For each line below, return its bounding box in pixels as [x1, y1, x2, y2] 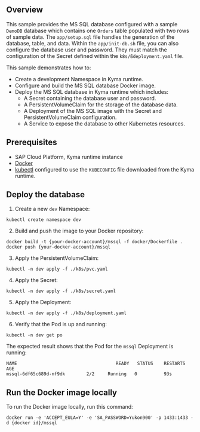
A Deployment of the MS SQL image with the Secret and [23, 107, 162, 114]
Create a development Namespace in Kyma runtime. [14, 75, 143, 82]
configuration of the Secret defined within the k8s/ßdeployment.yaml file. [6, 52, 184, 59]
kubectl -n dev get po [6, 332, 63, 338]
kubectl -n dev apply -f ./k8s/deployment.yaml [6, 310, 127, 316]
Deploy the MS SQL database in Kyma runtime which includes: [14, 88, 169, 95]
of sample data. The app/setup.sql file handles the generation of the [6, 33, 175, 41]
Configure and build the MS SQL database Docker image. [14, 82, 156, 89]
